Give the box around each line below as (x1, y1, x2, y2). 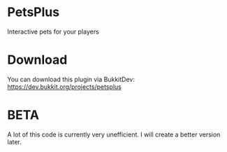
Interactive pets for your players (7, 27, 99, 36)
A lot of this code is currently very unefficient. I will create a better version (7, 130, 221, 139)
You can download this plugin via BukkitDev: (7, 75, 135, 83)
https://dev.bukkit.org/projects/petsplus (7, 82, 122, 91)
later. (7, 137, 22, 146)
